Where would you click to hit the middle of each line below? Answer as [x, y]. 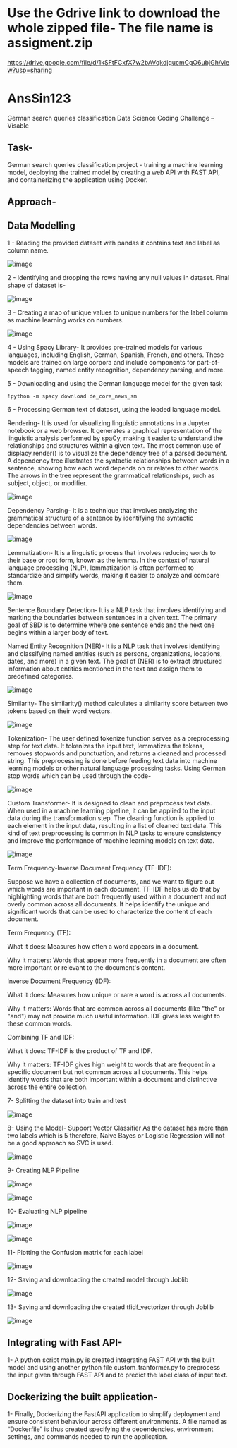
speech [18, 370]
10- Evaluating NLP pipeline [47, 1211]
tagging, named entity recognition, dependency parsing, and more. [128, 370]
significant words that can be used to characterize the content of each [110, 911]
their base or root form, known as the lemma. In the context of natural [108, 560]
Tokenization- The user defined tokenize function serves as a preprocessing [118, 738]
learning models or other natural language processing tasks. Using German [116, 768]
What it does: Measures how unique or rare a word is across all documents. [117, 994]
